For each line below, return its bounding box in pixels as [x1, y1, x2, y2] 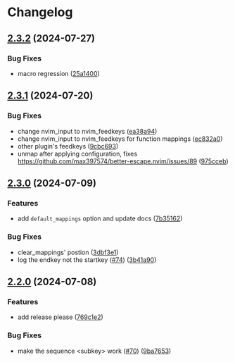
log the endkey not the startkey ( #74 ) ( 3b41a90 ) [17, 255, 157, 264]
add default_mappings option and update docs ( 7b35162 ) [17, 214, 183, 223]
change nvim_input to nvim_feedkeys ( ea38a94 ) [17, 127, 158, 135]
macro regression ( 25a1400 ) [17, 69, 100, 77]
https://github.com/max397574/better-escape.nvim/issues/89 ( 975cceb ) [17, 156, 229, 166]
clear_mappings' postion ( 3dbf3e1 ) [17, 248, 119, 256]
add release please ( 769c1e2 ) [17, 313, 103, 321]
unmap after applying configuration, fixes [17, 149, 138, 158]
